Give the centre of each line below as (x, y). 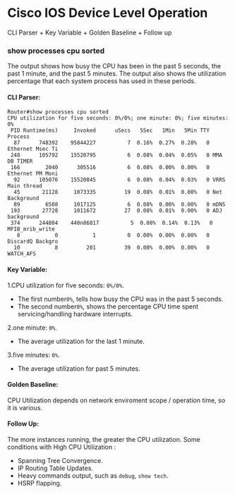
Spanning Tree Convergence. (60, 461)
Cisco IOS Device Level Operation (108, 13)
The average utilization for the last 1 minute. (81, 341)
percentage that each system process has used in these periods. (102, 81)
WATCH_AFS (22, 254)
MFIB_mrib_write (31, 229)
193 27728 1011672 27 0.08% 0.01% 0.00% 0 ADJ (116, 211)
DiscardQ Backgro (33, 242)
